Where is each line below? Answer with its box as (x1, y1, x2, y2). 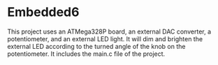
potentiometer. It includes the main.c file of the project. (7, 50, 166, 58)
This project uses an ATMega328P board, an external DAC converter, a (7, 27, 212, 36)
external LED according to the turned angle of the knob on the (7, 42, 186, 50)
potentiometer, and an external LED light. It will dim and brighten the (7, 34, 203, 43)
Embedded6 (7, 4, 80, 20)
